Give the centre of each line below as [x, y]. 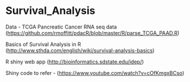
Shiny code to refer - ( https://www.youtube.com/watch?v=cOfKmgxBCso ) [95, 73]
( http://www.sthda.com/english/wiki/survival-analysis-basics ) [80, 50]
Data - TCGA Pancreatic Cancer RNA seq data [61, 27]
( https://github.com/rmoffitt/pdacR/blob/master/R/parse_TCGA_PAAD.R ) [93, 33]
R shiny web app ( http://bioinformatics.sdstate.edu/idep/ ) [75, 62]
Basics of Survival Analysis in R [43, 44]
